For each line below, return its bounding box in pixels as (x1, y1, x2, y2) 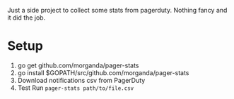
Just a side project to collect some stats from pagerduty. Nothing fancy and (7, 6, 228, 14)
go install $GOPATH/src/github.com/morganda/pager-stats (17, 68, 189, 77)
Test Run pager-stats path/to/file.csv (17, 84, 134, 92)
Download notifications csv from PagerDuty (17, 76, 146, 84)
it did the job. (7, 13, 46, 22)
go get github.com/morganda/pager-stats (17, 61, 139, 70)
